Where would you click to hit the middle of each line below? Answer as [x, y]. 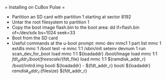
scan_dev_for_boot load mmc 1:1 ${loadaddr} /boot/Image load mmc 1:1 [84, 54]
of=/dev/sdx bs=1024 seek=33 [43, 33]
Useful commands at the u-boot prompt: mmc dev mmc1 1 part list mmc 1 [86, 43]
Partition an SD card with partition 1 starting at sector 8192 [71, 17]
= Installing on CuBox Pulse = [35, 7]
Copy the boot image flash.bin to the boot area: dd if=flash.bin [76, 27]
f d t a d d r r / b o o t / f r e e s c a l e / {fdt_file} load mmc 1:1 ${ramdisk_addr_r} [79, 60]
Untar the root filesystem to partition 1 [51, 22]
